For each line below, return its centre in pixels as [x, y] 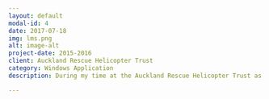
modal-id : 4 [28, 23]
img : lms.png [30, 38]
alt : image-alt [34, 46]
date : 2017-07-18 [38, 31]
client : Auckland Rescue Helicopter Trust [81, 61]
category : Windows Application [61, 68]
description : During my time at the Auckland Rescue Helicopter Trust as [135, 76]
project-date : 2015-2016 [50, 53]
